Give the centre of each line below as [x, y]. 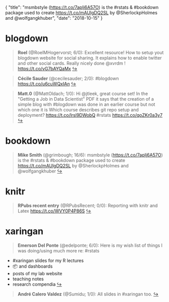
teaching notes [28, 279]
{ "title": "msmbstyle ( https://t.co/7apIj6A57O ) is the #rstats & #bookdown [82, 7]
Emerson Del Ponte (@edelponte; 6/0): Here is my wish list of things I [90, 245]
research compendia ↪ [37, 284]
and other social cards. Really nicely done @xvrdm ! [72, 63]
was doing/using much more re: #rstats [59, 250]
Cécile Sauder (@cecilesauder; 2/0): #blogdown [68, 78]
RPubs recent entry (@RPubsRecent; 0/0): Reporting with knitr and [88, 205]
